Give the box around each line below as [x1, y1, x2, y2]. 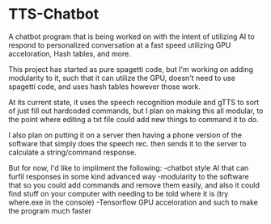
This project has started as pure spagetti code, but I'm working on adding [8, 64, 253, 74]
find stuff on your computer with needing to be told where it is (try [8, 188, 229, 198]
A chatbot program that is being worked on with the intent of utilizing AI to [8, 32, 255, 41]
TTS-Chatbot [8, 5, 100, 23]
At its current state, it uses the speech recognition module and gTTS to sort [8, 97, 260, 107]
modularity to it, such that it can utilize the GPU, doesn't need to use [8, 73, 236, 82]
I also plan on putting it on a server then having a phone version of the [8, 130, 243, 140]
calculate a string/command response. [8, 147, 137, 157]
